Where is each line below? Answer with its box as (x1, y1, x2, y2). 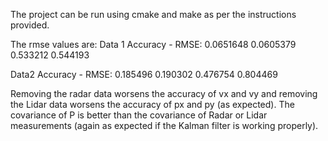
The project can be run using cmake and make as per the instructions (10, 9, 297, 20)
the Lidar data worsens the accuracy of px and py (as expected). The (10, 99, 295, 110)
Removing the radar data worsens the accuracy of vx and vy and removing (10, 88, 318, 99)
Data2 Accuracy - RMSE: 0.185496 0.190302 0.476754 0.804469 (10, 69, 278, 80)
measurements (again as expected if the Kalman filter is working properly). (10, 120, 319, 131)
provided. (10, 19, 50, 31)
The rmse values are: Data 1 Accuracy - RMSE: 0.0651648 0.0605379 (10, 39, 297, 50)
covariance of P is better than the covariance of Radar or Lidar (10, 109, 268, 121)
